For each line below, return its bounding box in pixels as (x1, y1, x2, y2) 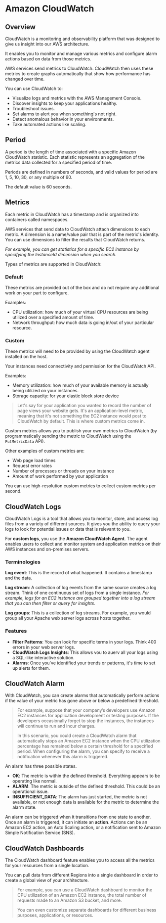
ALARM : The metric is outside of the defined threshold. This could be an (12, 784, 161, 789)
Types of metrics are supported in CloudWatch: (5, 261, 102, 267)
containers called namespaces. (5, 216, 69, 223)
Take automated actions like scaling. (12, 122, 86, 127)
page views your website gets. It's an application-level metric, (17, 408, 144, 414)
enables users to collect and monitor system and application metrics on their (5, 541, 161, 547)
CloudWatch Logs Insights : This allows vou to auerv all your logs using (12, 649, 158, 655)
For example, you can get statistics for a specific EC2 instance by (5, 246, 139, 252)
